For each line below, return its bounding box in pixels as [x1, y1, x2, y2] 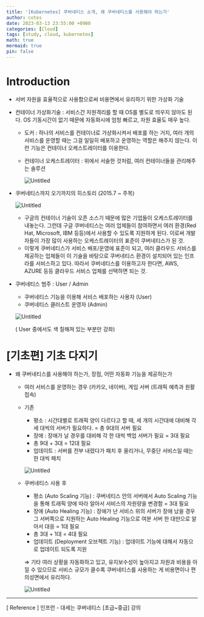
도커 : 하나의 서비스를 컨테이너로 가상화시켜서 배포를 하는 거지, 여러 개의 [24, 129, 194, 136]
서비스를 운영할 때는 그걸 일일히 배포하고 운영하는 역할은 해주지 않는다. [24, 136, 191, 143]
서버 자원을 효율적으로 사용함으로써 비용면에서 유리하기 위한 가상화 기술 [15, 95, 184, 103]
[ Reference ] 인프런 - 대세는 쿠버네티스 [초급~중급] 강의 [6, 604, 141, 611]
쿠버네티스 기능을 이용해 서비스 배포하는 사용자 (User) [24, 293, 152, 300]
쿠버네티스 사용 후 [24, 479, 67, 486]
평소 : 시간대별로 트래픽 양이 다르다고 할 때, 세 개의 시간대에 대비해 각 [33, 416, 197, 424]
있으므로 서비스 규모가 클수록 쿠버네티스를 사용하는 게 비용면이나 [37, 566, 190, 573]
